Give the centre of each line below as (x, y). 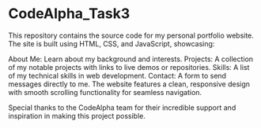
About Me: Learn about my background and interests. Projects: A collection (131, 59)
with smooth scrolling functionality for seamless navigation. (105, 92)
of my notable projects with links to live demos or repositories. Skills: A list (129, 67)
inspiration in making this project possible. (77, 115)
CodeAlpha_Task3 (69, 14)
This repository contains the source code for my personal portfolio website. (131, 35)
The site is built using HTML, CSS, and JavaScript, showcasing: (112, 43)
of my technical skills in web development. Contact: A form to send (117, 75)
